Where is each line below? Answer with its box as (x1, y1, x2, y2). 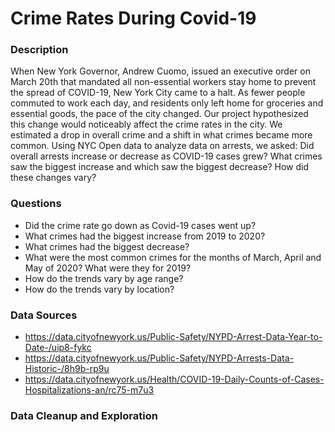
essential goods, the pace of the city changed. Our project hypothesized (10, 108, 309, 120)
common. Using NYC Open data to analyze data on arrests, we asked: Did (10, 140, 315, 152)
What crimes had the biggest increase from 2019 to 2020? (24, 230, 266, 242)
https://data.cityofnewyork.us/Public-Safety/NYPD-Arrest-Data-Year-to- (24, 331, 323, 343)
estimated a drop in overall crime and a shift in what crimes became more (10, 129, 313, 141)
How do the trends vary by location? (24, 283, 175, 295)
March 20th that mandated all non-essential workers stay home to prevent (10, 76, 317, 88)
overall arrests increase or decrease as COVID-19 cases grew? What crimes (10, 150, 323, 162)
